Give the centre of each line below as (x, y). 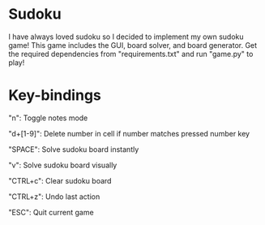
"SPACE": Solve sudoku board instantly (74, 149)
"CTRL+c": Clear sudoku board (60, 180)
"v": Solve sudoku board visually (63, 165)
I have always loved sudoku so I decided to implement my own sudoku (126, 37)
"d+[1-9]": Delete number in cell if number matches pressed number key (129, 133)
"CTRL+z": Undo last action (54, 197)
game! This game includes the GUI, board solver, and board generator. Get (133, 45)
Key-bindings (55, 95)
